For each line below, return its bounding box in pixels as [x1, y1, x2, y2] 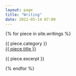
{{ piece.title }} [5, 46, 37, 52]
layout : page [5, 7, 33, 13]
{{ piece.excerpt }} [5, 56, 45, 62]
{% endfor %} [5, 65, 35, 71]
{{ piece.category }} [5, 41, 47, 47]
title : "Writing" [5, 12, 42, 17]
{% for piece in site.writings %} [5, 31, 71, 37]
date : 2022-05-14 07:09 [5, 17, 56, 22]
